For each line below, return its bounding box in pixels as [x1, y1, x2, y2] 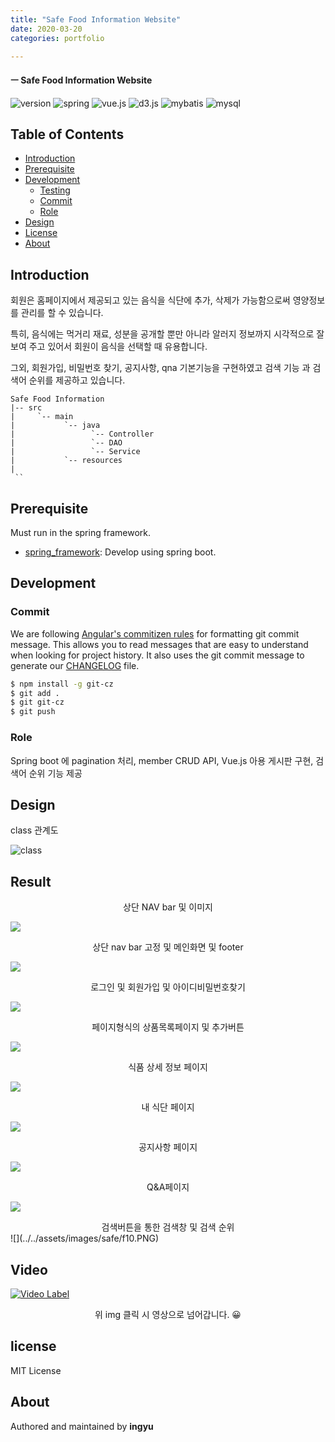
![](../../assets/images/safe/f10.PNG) [10, 1232, 160, 1245]
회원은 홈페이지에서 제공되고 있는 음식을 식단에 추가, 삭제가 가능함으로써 [10, 294, 291, 306]
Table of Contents [10, 126, 125, 143]
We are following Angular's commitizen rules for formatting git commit [10, 627, 300, 640]
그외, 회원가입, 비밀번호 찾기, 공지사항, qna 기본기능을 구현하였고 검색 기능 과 [10, 362, 311, 374]
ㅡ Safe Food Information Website [10, 74, 153, 86]
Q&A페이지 [146, 1181, 190, 1193]
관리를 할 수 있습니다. [20, 307, 104, 319]
